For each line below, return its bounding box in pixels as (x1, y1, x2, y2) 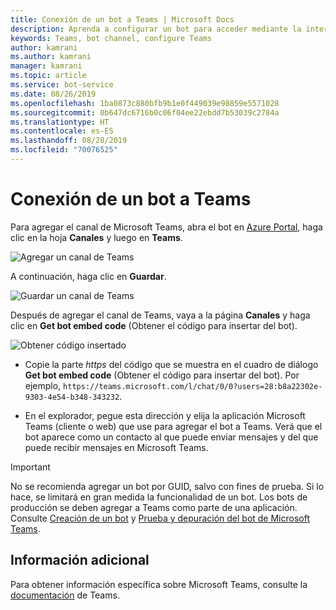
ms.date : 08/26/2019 (10, 89, 97, 99)
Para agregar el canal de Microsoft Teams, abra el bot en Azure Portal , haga (10, 221, 323, 233)
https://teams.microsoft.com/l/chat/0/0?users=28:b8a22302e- (63, 381, 323, 391)
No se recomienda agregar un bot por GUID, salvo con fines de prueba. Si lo (10, 480, 325, 492)
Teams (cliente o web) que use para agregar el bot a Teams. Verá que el (24, 420, 323, 432)
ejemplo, (24, 379, 62, 391)
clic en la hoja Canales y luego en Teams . (10, 231, 183, 243)
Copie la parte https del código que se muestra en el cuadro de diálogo (24, 358, 319, 370)
